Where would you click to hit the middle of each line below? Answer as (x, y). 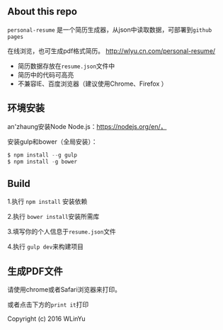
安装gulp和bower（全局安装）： (52, 142)
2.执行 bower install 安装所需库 (53, 217)
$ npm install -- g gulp (42, 155)
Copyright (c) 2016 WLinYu (47, 319)
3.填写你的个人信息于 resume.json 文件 (62, 232)
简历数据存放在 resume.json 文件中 (66, 66)
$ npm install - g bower (42, 161)
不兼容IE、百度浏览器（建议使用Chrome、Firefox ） (92, 84)
